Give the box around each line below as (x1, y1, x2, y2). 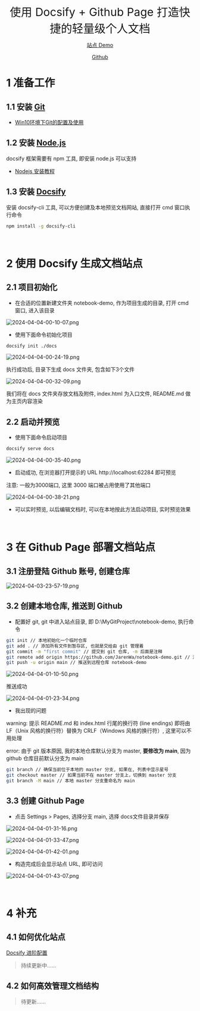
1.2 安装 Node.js (6, 138, 67, 148)
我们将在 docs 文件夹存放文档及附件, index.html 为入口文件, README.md (6, 390, 185, 397)
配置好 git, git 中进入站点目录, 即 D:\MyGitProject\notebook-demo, (14, 618, 177, 625)
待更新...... (20, 998, 46, 1005)
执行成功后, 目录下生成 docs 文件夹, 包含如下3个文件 (6, 366, 135, 373)
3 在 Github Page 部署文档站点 (6, 540, 156, 554)
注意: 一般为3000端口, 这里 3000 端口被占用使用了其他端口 (6, 481, 151, 489)
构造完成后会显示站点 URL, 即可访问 (14, 860, 103, 867)
